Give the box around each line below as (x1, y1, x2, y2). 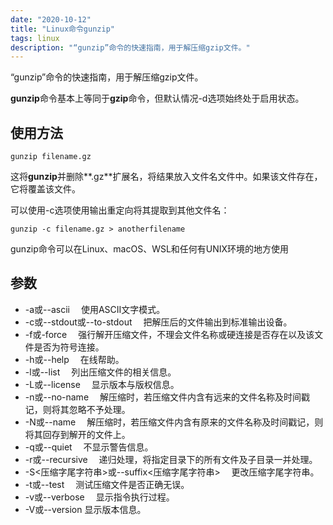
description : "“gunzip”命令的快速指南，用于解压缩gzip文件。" (10, 42, 251, 53)
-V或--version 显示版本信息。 (24, 503, 147, 515)
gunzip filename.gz (10, 152, 92, 162)
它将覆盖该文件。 (10, 183, 81, 195)
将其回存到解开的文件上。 (24, 428, 131, 440)
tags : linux (10, 33, 60, 43)
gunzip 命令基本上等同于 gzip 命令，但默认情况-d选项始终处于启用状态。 (10, 92, 305, 105)
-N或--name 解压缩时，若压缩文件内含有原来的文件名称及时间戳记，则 (24, 416, 324, 428)
